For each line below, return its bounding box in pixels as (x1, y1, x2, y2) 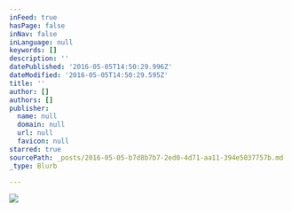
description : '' (9, 54, 69, 63)
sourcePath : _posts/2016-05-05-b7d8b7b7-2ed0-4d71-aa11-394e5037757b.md (9, 153, 284, 162)
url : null (17, 129, 53, 137)
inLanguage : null (9, 37, 74, 47)
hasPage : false (9, 21, 66, 30)
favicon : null (17, 137, 69, 145)
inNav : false (9, 29, 58, 38)
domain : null (17, 121, 66, 130)
